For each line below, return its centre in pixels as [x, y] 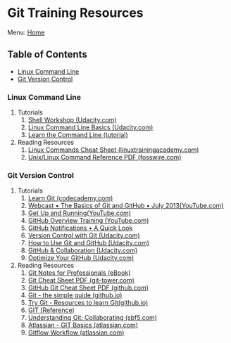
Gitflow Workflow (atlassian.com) [76, 332]
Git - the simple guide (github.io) [75, 295]
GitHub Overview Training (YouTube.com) [88, 221]
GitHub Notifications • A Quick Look [80, 228]
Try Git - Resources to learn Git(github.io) [88, 303]
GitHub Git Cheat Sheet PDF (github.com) [88, 288]
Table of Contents [48, 54]
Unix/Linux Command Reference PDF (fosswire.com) [105, 157]
